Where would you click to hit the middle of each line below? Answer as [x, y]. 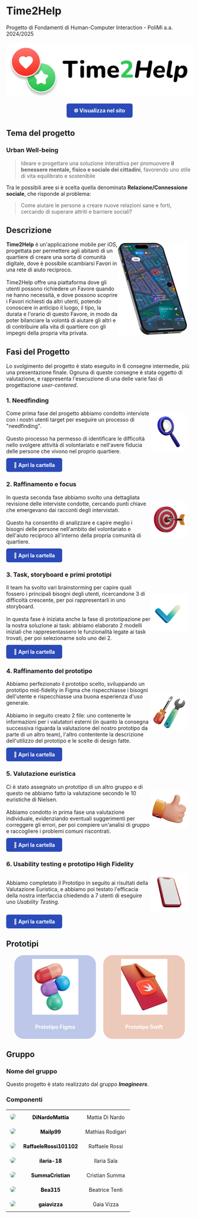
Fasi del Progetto [38, 352]
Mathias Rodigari [106, 1132]
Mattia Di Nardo [106, 1117]
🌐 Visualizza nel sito [100, 110]
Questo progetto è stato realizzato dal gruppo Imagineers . [78, 1084]
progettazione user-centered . [42, 385]
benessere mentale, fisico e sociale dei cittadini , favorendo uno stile [106, 169]
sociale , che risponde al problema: [49, 193]
